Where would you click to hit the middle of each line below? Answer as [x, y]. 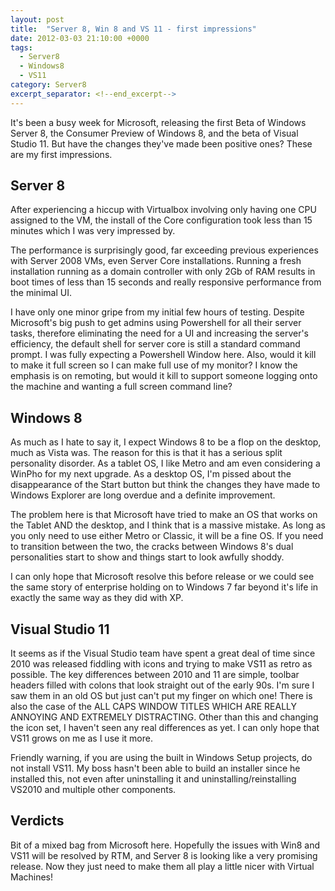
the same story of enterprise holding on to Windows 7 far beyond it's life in [164, 587]
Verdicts [37, 821]
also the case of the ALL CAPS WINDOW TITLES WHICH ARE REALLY [154, 707]
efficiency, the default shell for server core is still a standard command [155, 344]
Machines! [32, 877]
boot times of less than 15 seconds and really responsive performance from [166, 282]
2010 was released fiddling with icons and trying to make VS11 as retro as [161, 664]
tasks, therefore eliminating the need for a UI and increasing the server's [160, 333]
